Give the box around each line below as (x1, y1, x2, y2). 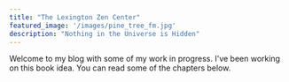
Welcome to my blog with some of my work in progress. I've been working (9, 54, 281, 64)
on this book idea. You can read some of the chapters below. (9, 63, 231, 73)
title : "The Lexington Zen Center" (9, 12, 141, 22)
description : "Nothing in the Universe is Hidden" (9, 29, 200, 38)
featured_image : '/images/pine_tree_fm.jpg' (9, 21, 176, 30)
